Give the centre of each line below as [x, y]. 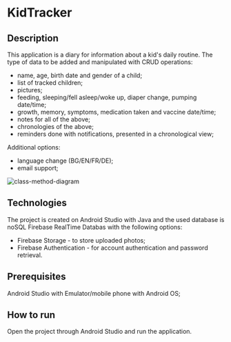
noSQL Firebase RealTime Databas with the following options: [95, 227]
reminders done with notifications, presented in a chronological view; [115, 134]
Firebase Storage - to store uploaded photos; [81, 240]
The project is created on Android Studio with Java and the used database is [116, 219]
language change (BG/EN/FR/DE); [65, 161]
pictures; [30, 90]
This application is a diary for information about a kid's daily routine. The [110, 54]
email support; [38, 168]
